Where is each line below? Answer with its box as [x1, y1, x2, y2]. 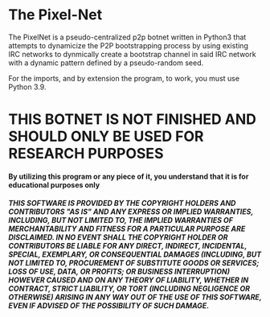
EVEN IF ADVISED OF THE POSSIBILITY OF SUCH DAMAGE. [8, 301, 210, 311]
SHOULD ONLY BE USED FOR [8, 127, 204, 146]
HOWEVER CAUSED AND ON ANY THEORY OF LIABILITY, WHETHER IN [8, 275, 249, 285]
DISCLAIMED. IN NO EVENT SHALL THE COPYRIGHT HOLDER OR [8, 233, 228, 242]
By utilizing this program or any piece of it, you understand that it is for [8, 171, 249, 181]
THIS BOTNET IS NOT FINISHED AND [8, 110, 257, 129]
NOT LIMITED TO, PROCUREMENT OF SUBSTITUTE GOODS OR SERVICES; [8, 258, 260, 268]
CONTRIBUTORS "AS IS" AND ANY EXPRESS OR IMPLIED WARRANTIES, [8, 207, 254, 216]
